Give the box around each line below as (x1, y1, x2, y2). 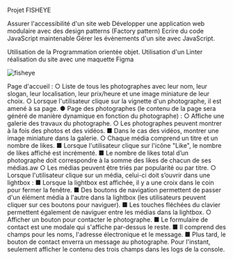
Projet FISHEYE (7, 6, 51, 14)
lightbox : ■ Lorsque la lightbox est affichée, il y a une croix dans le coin (7, 178, 214, 187)
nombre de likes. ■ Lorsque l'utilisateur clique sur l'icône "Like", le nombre (7, 142, 222, 149)
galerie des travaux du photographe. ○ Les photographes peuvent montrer (7, 119, 223, 128)
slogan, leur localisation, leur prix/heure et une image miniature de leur (7, 90, 210, 98)
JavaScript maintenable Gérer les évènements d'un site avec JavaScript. (7, 34, 216, 43)
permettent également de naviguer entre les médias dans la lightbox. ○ (7, 208, 212, 216)
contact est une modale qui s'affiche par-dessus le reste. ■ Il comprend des (7, 223, 226, 231)
